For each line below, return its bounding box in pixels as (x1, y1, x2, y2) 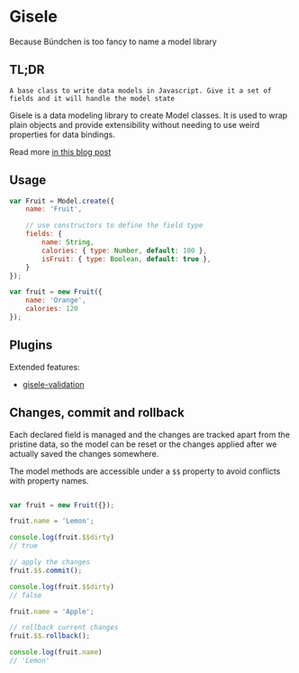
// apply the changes (9, 558, 91, 567)
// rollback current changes (9, 623, 119, 632)
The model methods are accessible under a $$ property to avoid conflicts (9, 466, 281, 477)
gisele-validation (22, 378, 85, 389)
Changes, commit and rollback (9, 405, 185, 421)
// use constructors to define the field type (25, 221, 204, 231)
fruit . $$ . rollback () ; (9, 632, 91, 641)
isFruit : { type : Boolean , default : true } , (41, 254, 212, 263)
